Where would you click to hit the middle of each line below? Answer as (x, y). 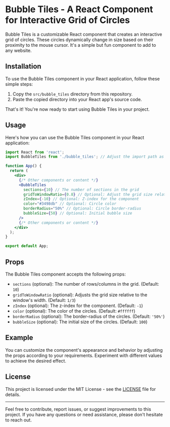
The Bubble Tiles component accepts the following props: (66, 274)
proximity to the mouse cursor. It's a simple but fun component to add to (81, 45)
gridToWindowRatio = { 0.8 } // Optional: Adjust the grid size (88, 194)
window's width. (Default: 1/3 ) (44, 300)
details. (13, 394)
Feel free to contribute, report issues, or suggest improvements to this (78, 409)
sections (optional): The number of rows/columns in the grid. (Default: (86, 284)
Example (19, 338)
